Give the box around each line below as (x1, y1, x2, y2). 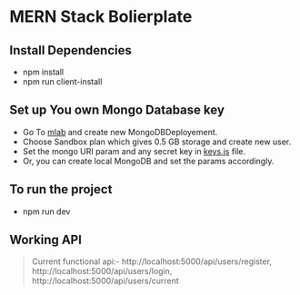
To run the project (9, 182, 113, 197)
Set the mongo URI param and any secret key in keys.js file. (22, 145, 246, 156)
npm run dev (22, 206, 71, 217)
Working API (9, 232, 82, 248)
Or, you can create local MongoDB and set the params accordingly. (22, 155, 275, 166)
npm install (22, 66, 65, 77)
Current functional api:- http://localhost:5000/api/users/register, (31, 256, 273, 267)
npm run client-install (22, 76, 103, 87)
